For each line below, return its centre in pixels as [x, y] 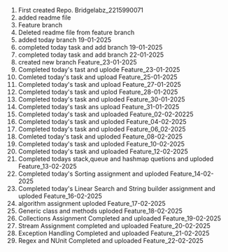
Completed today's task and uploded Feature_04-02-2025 [102, 121]
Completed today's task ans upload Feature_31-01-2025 [99, 107]
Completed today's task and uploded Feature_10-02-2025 [101, 144]
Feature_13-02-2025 [47, 166]
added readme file [44, 17]
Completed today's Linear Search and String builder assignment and [116, 189]
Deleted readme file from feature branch [76, 32]
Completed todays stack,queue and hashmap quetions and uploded [116, 159]
